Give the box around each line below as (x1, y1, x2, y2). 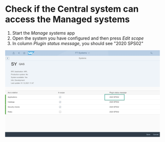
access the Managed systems (5, 14, 130, 25)
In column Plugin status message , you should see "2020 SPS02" (12, 40, 144, 46)
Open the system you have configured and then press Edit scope (12, 35, 144, 41)
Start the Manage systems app (12, 30, 75, 36)
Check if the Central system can (5, 3, 139, 15)
